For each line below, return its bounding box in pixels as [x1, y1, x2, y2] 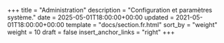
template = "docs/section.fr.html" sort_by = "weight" [65, 21, 218, 28]
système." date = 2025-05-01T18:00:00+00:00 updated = [7, 13, 174, 21]
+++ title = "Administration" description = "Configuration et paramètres [7, 6, 212, 14]
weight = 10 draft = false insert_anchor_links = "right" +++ [7, 28, 175, 36]
